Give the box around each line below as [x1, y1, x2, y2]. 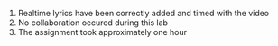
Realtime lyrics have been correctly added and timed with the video [17, 8, 270, 18]
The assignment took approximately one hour [17, 27, 188, 37]
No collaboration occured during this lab [17, 17, 169, 28]
